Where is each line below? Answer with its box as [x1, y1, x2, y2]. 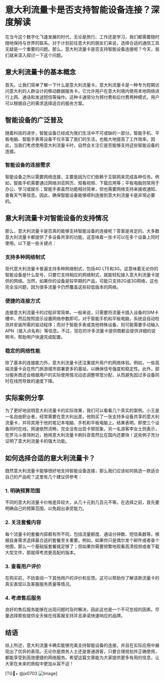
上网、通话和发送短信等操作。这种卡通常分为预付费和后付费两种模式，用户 [9, 94, 160, 100]
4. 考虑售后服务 [5, 595, 42, 601]
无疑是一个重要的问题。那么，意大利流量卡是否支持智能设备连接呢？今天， [5, 46, 155, 52]
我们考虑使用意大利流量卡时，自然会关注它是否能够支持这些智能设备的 [18, 142, 160, 148]
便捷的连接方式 [5, 297, 41, 304]
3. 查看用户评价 [5, 563, 42, 570]
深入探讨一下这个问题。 [18, 52, 65, 58]
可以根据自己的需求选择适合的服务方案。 [5, 100, 87, 106]
